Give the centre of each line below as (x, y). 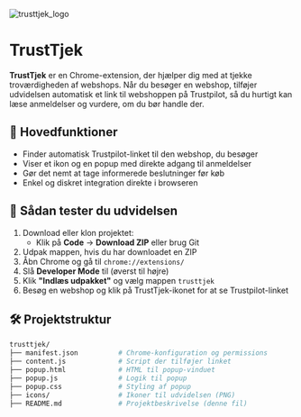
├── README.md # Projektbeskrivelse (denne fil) (128, 403)
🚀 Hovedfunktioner (64, 132)
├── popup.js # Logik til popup (98, 378)
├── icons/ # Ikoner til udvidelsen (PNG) (123, 395)
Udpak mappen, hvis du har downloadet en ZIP (109, 251)
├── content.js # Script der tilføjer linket (120, 362)
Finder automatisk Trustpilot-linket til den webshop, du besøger (140, 154)
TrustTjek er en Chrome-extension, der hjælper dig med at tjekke (131, 75)
